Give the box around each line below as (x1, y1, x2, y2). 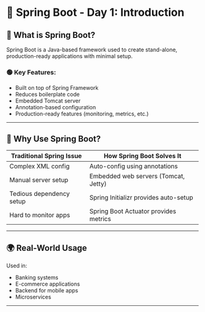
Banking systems (15, 274, 59, 281)
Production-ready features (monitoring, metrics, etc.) (15, 110, 149, 118)
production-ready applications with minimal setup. (6, 53, 133, 60)
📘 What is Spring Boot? (6, 30, 96, 40)
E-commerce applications (15, 280, 81, 288)
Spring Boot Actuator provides (89, 207, 176, 216)
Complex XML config (9, 162, 70, 170)
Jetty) (89, 180, 107, 188)
